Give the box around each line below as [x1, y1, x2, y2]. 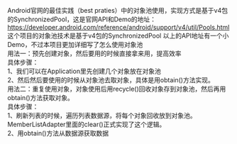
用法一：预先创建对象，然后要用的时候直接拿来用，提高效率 [7, 49, 182, 57]
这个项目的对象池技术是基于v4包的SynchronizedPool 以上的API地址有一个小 [7, 31, 229, 40]
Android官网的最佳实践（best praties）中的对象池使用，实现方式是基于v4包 [7, 6, 228, 14]
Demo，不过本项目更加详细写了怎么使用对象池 [7, 40, 143, 48]
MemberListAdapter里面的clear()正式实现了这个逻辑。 [7, 120, 166, 128]
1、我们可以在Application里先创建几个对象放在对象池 [7, 67, 161, 75]
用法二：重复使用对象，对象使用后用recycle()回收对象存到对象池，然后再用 [7, 84, 226, 93]
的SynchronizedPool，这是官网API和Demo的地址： [7, 15, 157, 23]
